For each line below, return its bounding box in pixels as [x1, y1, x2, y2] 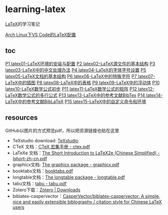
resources [5, 114, 38, 122]
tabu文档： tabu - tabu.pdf [12, 180, 67, 186]
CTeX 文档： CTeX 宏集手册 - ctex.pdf [12, 143, 91, 149]
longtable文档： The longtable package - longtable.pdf [12, 174, 125, 180]
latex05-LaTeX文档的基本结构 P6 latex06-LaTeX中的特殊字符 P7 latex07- [5, 73, 155, 79]
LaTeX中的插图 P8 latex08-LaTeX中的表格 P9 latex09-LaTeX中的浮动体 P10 [5, 79, 160, 85]
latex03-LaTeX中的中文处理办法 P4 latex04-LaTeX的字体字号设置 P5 [5, 67, 146, 73]
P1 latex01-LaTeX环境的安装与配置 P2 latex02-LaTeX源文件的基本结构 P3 [5, 61, 155, 67]
